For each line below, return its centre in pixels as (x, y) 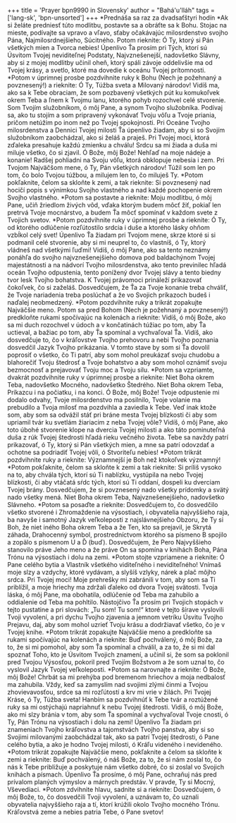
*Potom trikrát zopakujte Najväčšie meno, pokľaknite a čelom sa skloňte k (115, 752)
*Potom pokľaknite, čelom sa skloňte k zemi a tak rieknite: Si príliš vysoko (114, 467)
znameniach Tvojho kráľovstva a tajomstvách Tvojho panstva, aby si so (111, 730)
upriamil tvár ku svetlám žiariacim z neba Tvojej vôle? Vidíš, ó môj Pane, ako (118, 422)
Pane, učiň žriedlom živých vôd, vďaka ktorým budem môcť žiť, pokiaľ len (114, 205)
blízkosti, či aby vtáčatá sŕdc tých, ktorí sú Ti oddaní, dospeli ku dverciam (114, 482)
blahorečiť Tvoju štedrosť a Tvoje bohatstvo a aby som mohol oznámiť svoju (117, 362)
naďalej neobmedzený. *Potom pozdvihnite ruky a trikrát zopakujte (105, 302)
